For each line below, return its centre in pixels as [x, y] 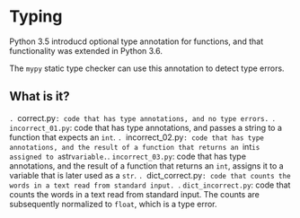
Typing [36, 17]
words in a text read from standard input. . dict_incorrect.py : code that [150, 185]
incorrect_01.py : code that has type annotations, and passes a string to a [146, 127]
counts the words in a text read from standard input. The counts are [135, 194]
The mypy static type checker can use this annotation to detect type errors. [147, 68]
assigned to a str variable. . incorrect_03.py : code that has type [128, 156]
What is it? [40, 96]
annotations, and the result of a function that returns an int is [135, 146]
